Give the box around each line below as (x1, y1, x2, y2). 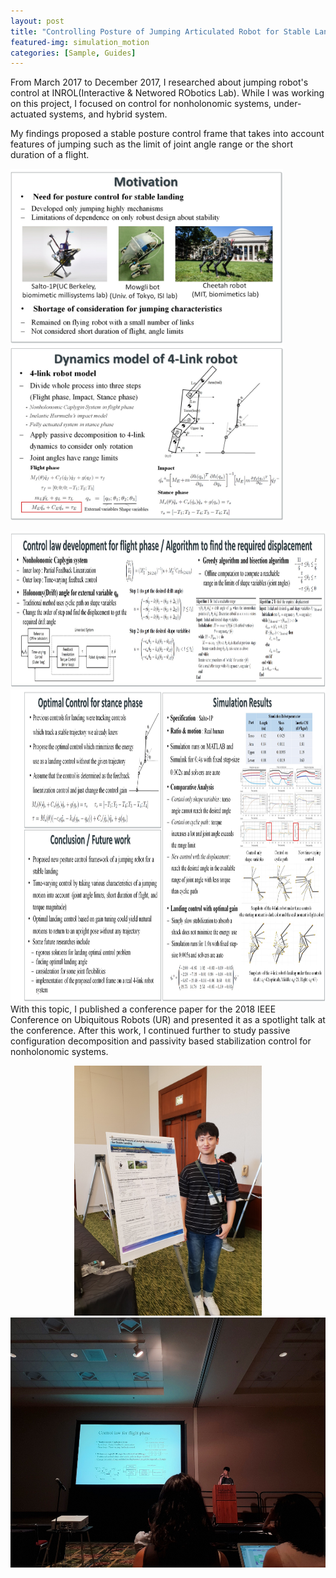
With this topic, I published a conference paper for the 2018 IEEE (10, 1003, 277, 1015)
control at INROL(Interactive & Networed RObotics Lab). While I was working (10, 87, 325, 99)
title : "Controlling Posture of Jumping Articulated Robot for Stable (10, 26, 311, 37)
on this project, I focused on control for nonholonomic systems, (10, 98, 272, 110)
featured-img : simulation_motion (10, 37, 150, 47)
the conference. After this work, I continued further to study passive (10, 1025, 291, 1037)
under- (273, 98, 302, 110)
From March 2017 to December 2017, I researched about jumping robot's (10, 76, 309, 89)
